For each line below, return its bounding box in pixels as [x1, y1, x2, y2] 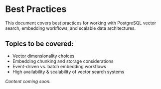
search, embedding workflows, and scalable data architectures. [5, 25, 136, 31]
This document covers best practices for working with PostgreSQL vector [5, 20, 157, 26]
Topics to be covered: [5, 40, 74, 48]
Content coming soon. [5, 78, 51, 84]
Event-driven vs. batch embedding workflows [12, 63, 106, 69]
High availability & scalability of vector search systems [12, 69, 125, 75]
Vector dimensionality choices [12, 53, 75, 59]
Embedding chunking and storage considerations [12, 58, 114, 64]
